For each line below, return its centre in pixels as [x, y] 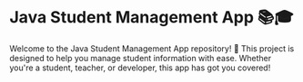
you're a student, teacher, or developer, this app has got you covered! [140, 68]
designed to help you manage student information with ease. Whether [140, 58]
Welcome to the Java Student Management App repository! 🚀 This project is [152, 48]
